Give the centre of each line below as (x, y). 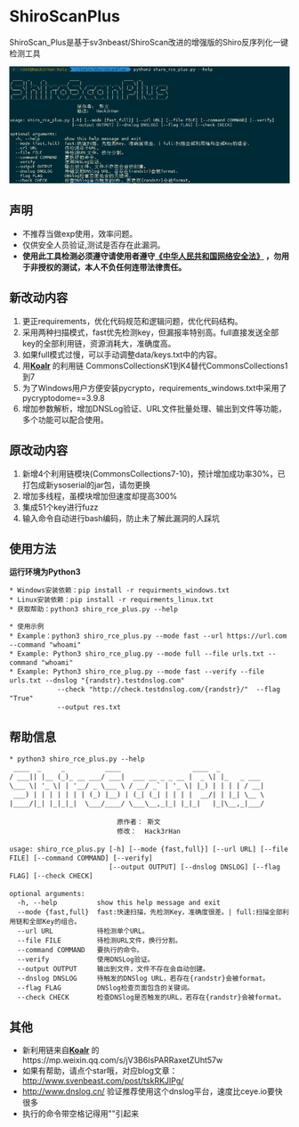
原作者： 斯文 (139, 822)
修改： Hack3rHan (149, 832)
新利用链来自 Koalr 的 (61, 1049)
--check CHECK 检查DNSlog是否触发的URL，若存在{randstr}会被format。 (151, 998)
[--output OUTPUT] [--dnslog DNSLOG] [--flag (194, 867)
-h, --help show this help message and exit (119, 903)
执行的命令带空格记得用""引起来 (81, 1113)
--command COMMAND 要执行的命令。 (81, 951)
